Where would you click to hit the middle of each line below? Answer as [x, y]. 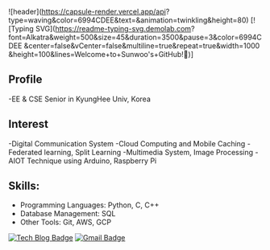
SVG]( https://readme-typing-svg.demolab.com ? [115, 29]
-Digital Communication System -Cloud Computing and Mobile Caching [127, 143]
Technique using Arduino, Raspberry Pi [92, 161]
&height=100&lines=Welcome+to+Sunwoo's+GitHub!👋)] [101, 54]
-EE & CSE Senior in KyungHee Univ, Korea [80, 99]
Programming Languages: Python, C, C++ [89, 205]
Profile [25, 80]
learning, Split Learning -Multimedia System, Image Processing [149, 152]
